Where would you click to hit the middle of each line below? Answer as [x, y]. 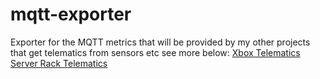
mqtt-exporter [71, 14]
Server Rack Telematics [59, 63]
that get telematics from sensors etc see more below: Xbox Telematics [155, 52]
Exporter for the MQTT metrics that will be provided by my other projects [160, 42]
